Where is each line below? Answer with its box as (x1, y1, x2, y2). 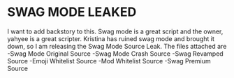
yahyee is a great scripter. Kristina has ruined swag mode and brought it (7, 34, 214, 42)
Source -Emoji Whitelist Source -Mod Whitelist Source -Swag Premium (7, 56, 211, 65)
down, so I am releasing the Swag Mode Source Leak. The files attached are (7, 42, 227, 50)
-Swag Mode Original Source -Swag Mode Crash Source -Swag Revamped (7, 49, 224, 58)
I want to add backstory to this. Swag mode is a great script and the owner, (7, 27, 224, 36)
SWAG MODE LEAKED (7, 4, 137, 20)
